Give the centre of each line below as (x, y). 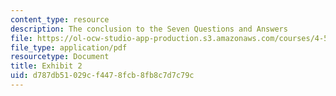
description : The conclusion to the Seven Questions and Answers (149, 29)
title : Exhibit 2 (46, 66)
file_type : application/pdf (69, 47)
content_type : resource (60, 19)
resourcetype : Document (60, 57)
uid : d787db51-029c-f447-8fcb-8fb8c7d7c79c (102, 76)
